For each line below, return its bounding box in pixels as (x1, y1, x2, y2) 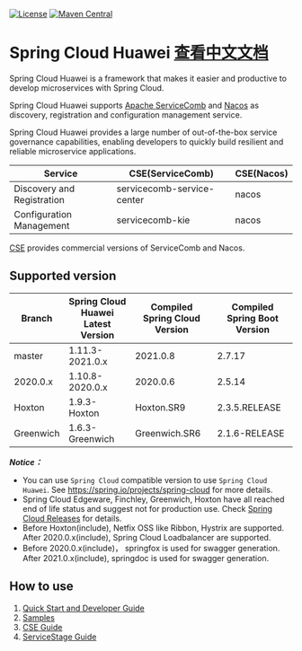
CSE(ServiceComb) (129, 167, 214, 180)
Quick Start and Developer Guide (22, 603, 146, 613)
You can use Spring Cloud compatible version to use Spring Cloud (22, 474, 268, 485)
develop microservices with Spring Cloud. (9, 82, 164, 93)
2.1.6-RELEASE (217, 427, 285, 439)
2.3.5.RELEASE (217, 400, 281, 413)
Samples (22, 611, 56, 623)
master (13, 349, 43, 362)
